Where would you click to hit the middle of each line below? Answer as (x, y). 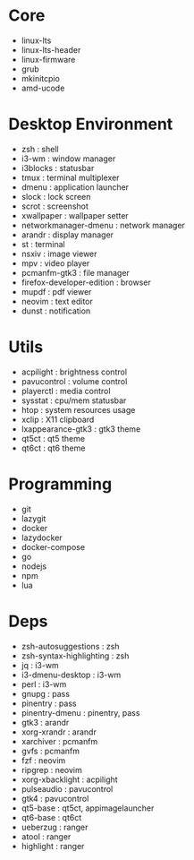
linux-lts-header (51, 49)
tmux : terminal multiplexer (70, 177)
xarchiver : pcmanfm (59, 741)
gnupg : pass (46, 693)
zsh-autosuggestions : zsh (70, 646)
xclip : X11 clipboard (58, 419)
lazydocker (42, 537)
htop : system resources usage (78, 409)
